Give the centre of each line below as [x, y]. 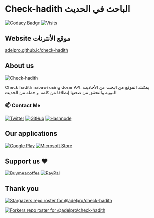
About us [19, 66]
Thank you [22, 189]
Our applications [31, 134]
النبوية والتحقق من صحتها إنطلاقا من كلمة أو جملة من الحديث [61, 92]
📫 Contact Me [23, 106]
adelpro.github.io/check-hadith [37, 50]
